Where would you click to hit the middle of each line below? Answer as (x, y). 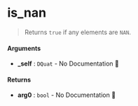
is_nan (27, 13)
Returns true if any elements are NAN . (78, 32)
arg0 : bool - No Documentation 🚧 (67, 95)
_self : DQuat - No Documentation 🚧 (68, 63)
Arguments (24, 48)
